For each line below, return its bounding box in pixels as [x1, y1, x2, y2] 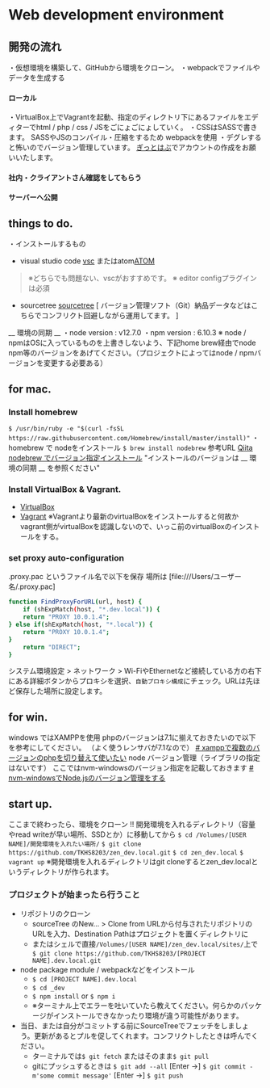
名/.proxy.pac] [8, 582, 56, 591]
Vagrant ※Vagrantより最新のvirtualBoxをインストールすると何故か [19, 511, 239, 522]
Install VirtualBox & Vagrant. [8, 483, 122, 494]
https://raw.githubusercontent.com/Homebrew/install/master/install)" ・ [8, 432, 260, 442]
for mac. [8, 382, 52, 396]
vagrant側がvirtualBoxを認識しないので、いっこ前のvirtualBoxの [19, 522, 232, 531]
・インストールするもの [8, 239, 86, 249]
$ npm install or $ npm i [31, 991, 116, 1001]
